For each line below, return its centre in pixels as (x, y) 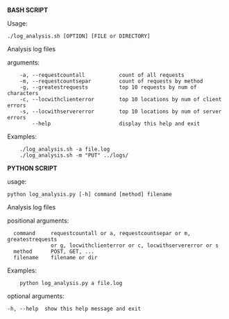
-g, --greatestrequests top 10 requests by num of (108, 87)
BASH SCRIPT (28, 10)
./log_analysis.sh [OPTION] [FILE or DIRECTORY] (79, 36)
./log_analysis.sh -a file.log (65, 149)
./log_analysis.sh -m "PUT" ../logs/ (74, 155)
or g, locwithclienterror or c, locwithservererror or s (135, 245)
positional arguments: (38, 221)
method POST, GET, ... (54, 252)
